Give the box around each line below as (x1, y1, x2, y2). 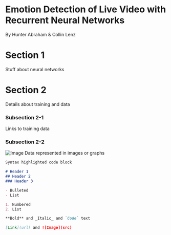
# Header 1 (5, 169, 29, 175)
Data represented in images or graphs (25, 150, 105, 156)
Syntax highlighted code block (5, 160, 72, 165)
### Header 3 (5, 179, 33, 184)
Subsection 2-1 (5, 114, 44, 121)
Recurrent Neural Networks (5, 14, 125, 26)
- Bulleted (5, 188, 29, 193)
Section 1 (5, 50, 45, 61)
